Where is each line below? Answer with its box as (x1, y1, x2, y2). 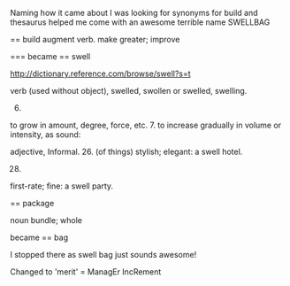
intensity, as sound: (10, 129, 81, 140)
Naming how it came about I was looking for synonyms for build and (10, 8, 258, 18)
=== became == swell (10, 51, 91, 61)
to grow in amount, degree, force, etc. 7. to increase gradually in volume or (10, 120, 282, 130)
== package (10, 198, 55, 208)
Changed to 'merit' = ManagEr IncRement (10, 267, 162, 277)
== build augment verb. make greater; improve (10, 35, 180, 44)
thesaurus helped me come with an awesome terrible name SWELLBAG (10, 17, 271, 27)
